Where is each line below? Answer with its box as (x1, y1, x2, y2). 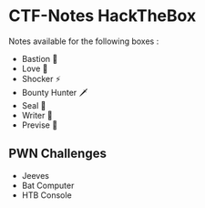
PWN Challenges (8, 146, 107, 161)
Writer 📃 (21, 109, 53, 120)
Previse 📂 (21, 120, 58, 130)
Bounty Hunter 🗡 (21, 87, 88, 98)
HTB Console (21, 189, 72, 201)
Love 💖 (21, 63, 48, 74)
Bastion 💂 (21, 53, 58, 64)
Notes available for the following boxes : (8, 36, 159, 47)
